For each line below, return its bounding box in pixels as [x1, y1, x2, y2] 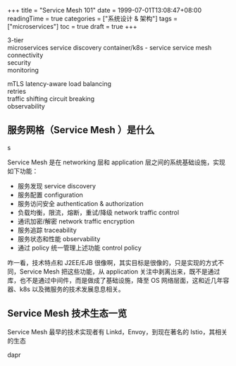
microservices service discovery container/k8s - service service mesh [7, 44, 212, 51]
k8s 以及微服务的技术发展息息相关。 [19, 285, 125, 293]
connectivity [7, 51, 44, 59]
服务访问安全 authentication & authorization [17, 199, 144, 207]
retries [7, 87, 27, 95]
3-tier [7, 36, 24, 44]
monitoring [7, 66, 39, 74]
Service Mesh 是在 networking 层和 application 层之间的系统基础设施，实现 [7, 158, 225, 166]
